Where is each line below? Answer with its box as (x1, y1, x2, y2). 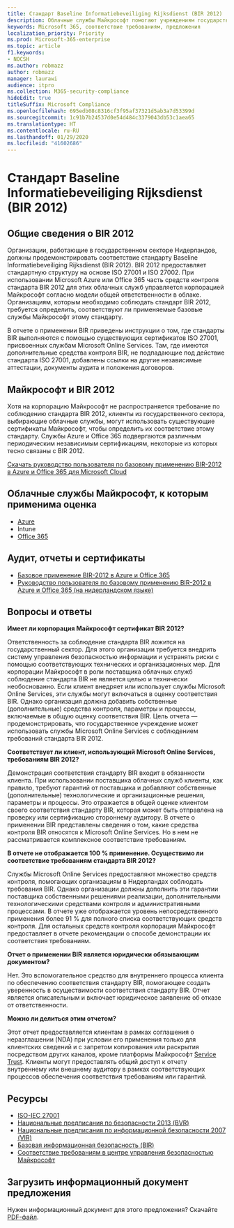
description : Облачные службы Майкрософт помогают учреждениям (7, 17, 195, 24)
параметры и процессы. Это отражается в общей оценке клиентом (7, 799, 209, 807)
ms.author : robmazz (7, 62, 64, 69)
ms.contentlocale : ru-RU (7, 127, 79, 134)
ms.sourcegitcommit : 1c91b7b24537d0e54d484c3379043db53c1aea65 (7, 114, 195, 121)
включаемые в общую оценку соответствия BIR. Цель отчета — (7, 712, 198, 720)
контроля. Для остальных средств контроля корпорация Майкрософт (7, 922, 216, 931)
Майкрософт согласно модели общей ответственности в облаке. (7, 290, 202, 299)
